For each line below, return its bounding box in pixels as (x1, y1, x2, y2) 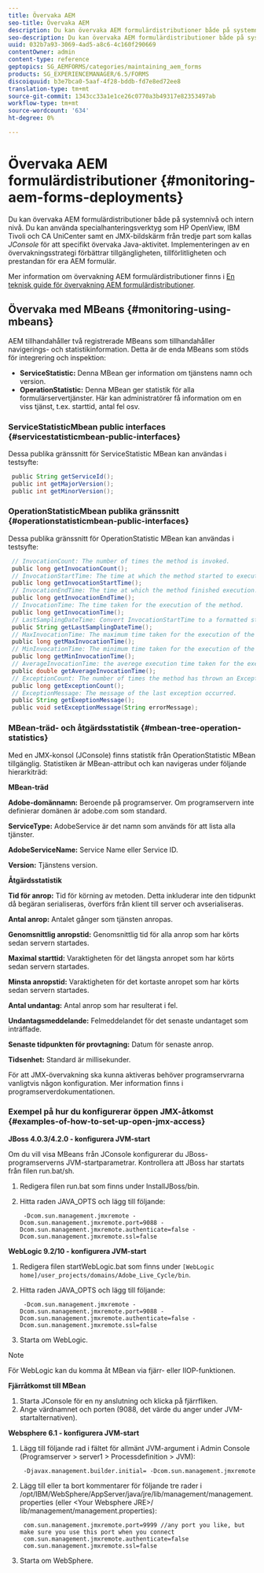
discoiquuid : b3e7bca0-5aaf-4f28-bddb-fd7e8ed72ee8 (8, 77, 181, 85)
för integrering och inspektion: (8, 352, 106, 363)
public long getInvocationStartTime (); (11, 579, 143, 587)
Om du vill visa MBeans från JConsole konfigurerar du (8, 1149, 184, 1158)
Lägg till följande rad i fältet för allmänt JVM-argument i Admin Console (19, 1443, 250, 1452)
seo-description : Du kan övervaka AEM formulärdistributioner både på (8, 33, 244, 42)
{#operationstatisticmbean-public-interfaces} (8, 515, 189, 526)
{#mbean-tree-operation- (140, 723, 242, 734)
